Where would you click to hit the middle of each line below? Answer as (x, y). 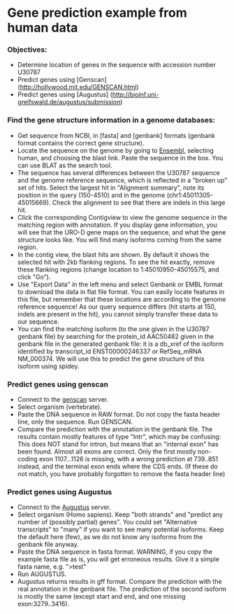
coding (28, 459)
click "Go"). (34, 277)
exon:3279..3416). (43, 604)
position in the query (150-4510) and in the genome (91, 195)
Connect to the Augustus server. (64, 507)
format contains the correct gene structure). (81, 143)
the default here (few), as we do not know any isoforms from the (110, 537)
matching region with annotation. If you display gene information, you (117, 225)
